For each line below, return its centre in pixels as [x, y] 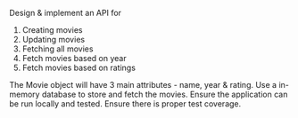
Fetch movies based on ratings [79, 67]
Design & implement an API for [66, 13]
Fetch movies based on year [74, 58]
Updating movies [54, 39]
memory [25, 94]
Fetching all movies [58, 49]
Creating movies [52, 30]
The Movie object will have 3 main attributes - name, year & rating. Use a [143, 85]
